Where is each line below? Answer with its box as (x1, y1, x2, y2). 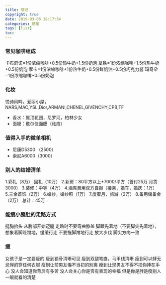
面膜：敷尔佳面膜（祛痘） (12, 121, 65, 127)
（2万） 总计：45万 (5, 197, 45, 203)
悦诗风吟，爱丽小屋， (5, 98, 49, 105)
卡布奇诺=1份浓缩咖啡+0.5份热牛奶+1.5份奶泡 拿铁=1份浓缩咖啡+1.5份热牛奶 (5, 60, 160, 66)
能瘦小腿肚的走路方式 (5, 211, 56, 218)
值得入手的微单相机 (5, 134, 51, 141)
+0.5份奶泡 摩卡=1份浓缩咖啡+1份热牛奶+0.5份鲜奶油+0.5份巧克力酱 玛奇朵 (5, 66, 158, 72)
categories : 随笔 (5, 21, 40, 26)
